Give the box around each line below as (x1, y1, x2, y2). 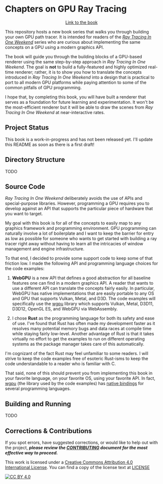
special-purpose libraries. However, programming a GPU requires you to (5, 200, 149, 207)
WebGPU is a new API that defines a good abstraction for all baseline (12, 275, 151, 281)
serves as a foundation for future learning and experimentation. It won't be (5, 99, 154, 105)
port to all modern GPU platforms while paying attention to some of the (5, 79, 147, 85)
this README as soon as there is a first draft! (5, 142, 95, 147)
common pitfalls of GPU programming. (5, 84, 82, 90)
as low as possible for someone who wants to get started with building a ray (5, 236, 157, 242)
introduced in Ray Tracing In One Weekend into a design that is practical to (5, 74, 155, 80)
